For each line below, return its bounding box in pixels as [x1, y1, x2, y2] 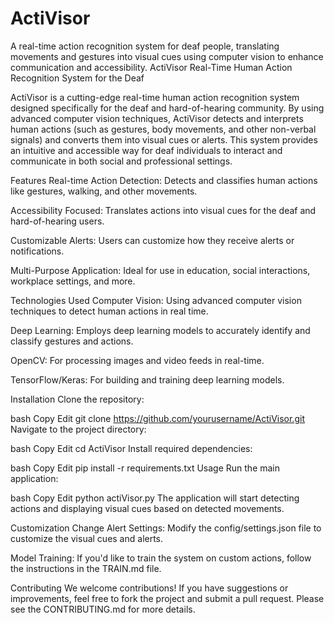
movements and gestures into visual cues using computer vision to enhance [10, 50, 324, 62]
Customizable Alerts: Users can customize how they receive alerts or [10, 234, 295, 246]
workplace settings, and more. [10, 275, 136, 287]
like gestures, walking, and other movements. [10, 185, 198, 197]
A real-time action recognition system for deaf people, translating [10, 40, 280, 52]
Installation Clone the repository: [10, 393, 145, 405]
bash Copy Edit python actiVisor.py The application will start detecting [10, 492, 300, 504]
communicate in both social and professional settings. [10, 155, 233, 167]
